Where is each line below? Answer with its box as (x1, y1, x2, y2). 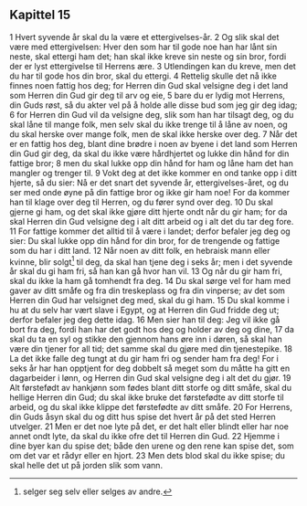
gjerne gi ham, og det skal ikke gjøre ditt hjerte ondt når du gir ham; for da (9, 206, 288, 217)
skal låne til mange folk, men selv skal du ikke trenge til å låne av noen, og (9, 119, 288, 130)
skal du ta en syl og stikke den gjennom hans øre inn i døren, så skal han (9, 333, 282, 345)
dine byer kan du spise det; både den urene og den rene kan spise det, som (9, 440, 294, 451)
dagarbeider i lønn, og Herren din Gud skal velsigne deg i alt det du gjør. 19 (9, 373, 291, 384)
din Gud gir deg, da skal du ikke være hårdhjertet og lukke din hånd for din (9, 148, 290, 159)
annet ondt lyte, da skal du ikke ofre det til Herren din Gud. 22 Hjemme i (9, 431, 281, 442)
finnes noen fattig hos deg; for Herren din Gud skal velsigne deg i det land (9, 79, 289, 90)
